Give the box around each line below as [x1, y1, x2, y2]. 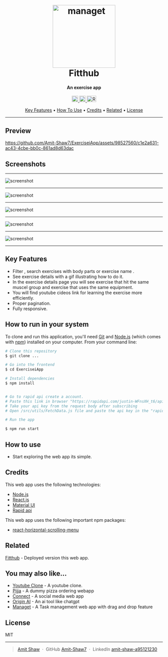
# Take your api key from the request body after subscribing [5, 404, 137, 409]
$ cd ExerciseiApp [5, 367, 43, 372]
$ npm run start [5, 426, 39, 431]
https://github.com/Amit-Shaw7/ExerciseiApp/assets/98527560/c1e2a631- [5, 140, 159, 146]
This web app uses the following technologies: [5, 482, 101, 488]
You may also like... [5, 569, 67, 578]
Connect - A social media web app [12, 593, 84, 599]
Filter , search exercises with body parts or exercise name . [12, 268, 134, 274]
